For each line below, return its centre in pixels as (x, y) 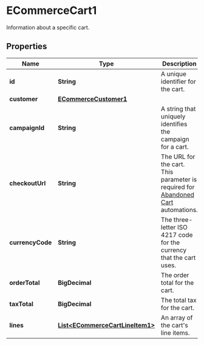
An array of (177, 318)
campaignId (27, 128)
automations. (179, 210)
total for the (177, 282)
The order (175, 275)
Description (179, 63)
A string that (178, 109)
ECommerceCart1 (52, 11)
